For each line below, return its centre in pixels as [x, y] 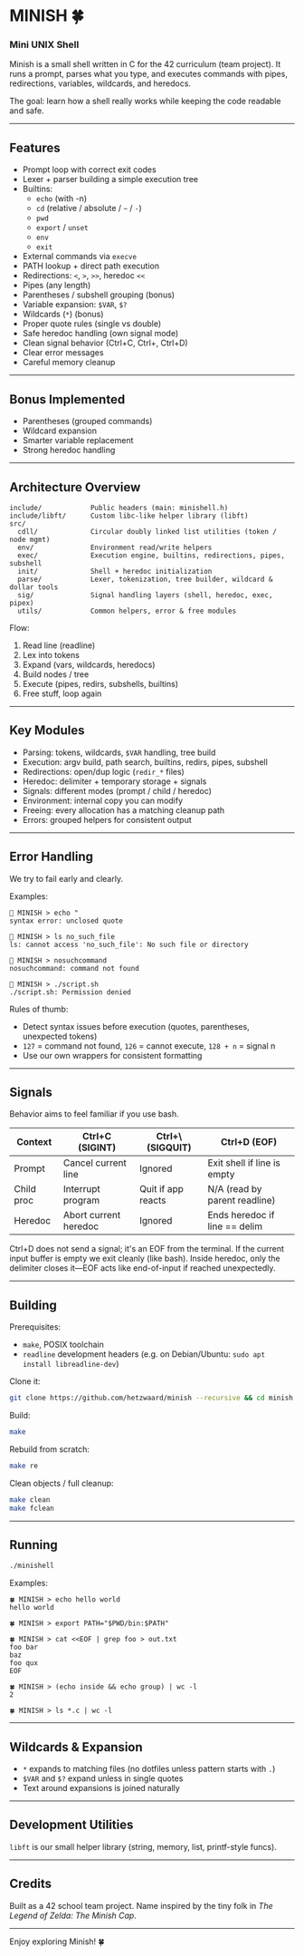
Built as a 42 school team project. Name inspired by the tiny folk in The [141, 1905]
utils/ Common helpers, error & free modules [127, 611]
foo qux [24, 1663]
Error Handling [51, 857]
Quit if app [161, 1189]
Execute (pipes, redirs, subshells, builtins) [100, 683]
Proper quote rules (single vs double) [92, 324]
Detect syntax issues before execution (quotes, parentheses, [136, 1026]
